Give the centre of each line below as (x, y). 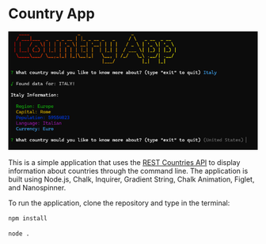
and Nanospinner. (37, 188)
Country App (51, 14)
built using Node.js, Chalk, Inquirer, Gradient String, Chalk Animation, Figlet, (131, 179)
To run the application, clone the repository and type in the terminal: (119, 203)
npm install (28, 219)
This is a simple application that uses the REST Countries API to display (124, 163)
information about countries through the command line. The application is (128, 171)
